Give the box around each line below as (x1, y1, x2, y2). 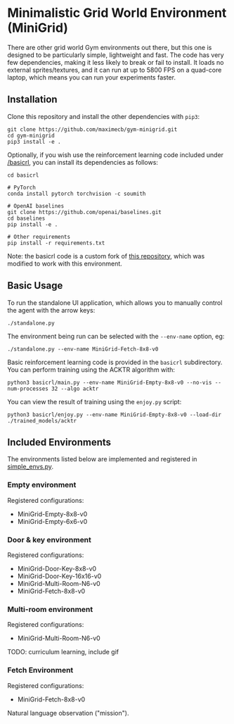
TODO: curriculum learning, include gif (7, 648, 119, 656)
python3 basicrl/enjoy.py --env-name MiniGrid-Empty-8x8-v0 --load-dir (7, 411, 221, 418)
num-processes (7, 385, 49, 392)
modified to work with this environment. (7, 259, 123, 268)
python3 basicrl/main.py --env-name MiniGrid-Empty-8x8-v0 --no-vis (7, 379, 212, 386)
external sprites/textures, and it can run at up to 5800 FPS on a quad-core (7, 65, 222, 74)
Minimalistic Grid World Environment (7, 5, 227, 21)
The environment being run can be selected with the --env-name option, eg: (7, 332, 225, 340)
